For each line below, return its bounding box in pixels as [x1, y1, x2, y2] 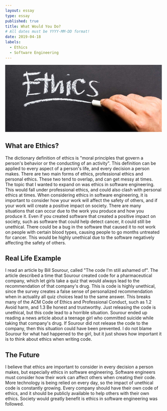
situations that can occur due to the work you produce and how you [5, 207, 144, 214]
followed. [5, 401, 24, 407]
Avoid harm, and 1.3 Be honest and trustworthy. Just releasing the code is [5, 304, 156, 310]
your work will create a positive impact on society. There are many [5, 203, 142, 208]
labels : [5, 40, 21, 45]
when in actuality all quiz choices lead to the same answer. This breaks [5, 294, 151, 300]
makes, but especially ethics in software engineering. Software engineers [5, 369, 156, 375]
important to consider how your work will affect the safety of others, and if [5, 197, 158, 203]
